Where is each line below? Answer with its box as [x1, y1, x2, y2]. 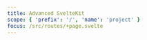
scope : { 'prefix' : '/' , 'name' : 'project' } [7, 16, 141, 23]
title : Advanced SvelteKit [7, 9, 85, 17]
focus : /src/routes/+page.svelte [7, 22, 104, 29]
